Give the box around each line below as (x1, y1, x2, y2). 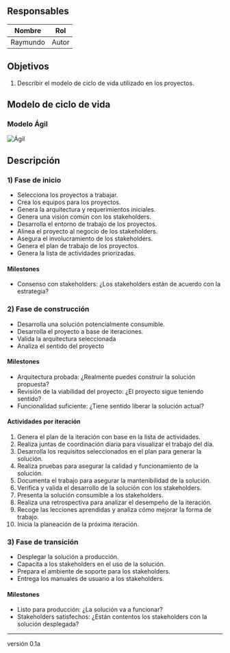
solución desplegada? (16, 620, 79, 628)
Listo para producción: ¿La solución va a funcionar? (16, 606, 163, 614)
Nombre (14, 25, 42, 35)
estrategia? (16, 287, 49, 295)
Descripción (7, 154, 60, 167)
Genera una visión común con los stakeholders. (16, 212, 152, 221)
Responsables (7, 5, 70, 17)
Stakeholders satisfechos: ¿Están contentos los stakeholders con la (16, 613, 207, 621)
